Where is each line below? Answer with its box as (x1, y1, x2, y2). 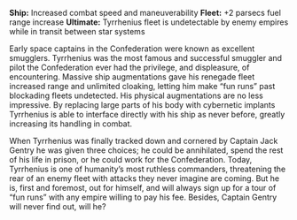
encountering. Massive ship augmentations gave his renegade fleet (9, 72, 255, 82)
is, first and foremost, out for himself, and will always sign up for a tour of (9, 183, 277, 193)
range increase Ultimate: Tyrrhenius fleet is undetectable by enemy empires (9, 17, 289, 27)
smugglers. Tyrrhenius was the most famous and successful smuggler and (9, 53, 282, 63)
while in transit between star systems (9, 27, 145, 36)
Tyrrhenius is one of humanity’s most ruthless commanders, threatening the (9, 163, 286, 174)
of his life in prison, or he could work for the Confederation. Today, (9, 155, 253, 164)
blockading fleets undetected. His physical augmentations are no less (9, 90, 263, 101)
